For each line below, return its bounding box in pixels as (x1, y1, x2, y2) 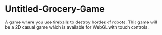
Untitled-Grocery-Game (5, 3, 105, 14)
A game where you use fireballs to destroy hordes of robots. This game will (5, 19, 157, 25)
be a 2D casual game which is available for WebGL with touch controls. (5, 24, 149, 30)
